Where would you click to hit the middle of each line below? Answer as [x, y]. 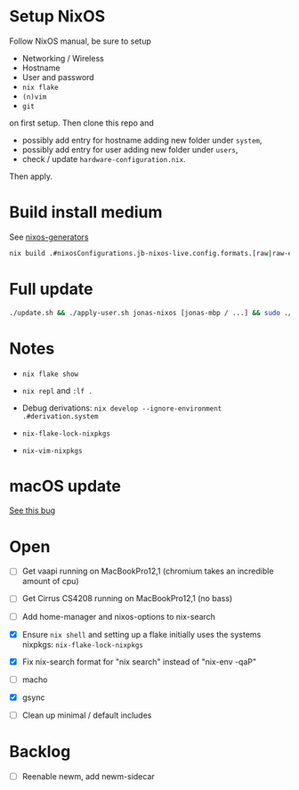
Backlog [40, 752]
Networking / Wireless [63, 58]
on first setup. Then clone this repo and [81, 123]
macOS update [65, 486]
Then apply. [31, 176]
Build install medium [86, 212]
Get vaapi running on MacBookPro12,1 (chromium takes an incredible [148, 571]
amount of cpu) [50, 582]
